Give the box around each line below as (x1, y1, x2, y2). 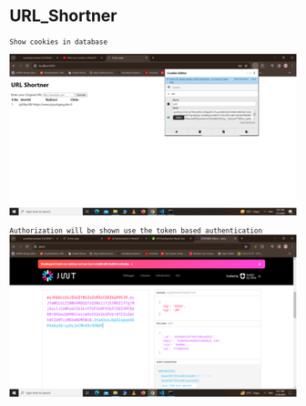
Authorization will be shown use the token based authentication (9, 226, 262, 235)
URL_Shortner (9, 5, 117, 26)
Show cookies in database (9, 37, 107, 47)
